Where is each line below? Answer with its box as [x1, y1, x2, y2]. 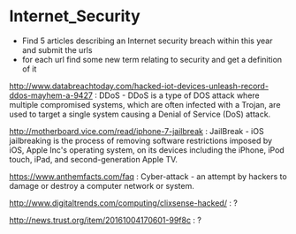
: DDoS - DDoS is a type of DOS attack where [94, 90, 261, 101]
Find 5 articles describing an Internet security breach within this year [21, 35, 273, 46]
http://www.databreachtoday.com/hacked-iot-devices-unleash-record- [9, 80, 269, 91]
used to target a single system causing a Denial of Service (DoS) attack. [9, 109, 271, 119]
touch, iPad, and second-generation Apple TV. [9, 154, 178, 164]
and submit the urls [21, 44, 93, 55]
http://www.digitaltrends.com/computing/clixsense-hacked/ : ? [9, 197, 239, 208]
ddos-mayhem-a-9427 [9, 90, 93, 101]
